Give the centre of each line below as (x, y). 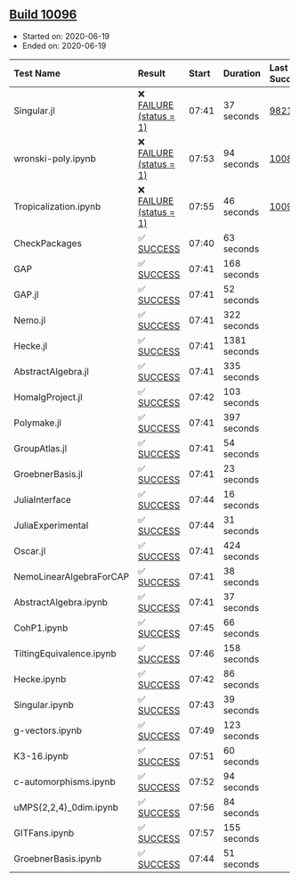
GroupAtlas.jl (40, 448)
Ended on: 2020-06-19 (64, 45)
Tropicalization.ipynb (57, 206)
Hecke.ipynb (40, 679)
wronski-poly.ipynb (55, 158)
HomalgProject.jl (48, 397)
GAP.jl (26, 294)
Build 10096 (43, 15)
